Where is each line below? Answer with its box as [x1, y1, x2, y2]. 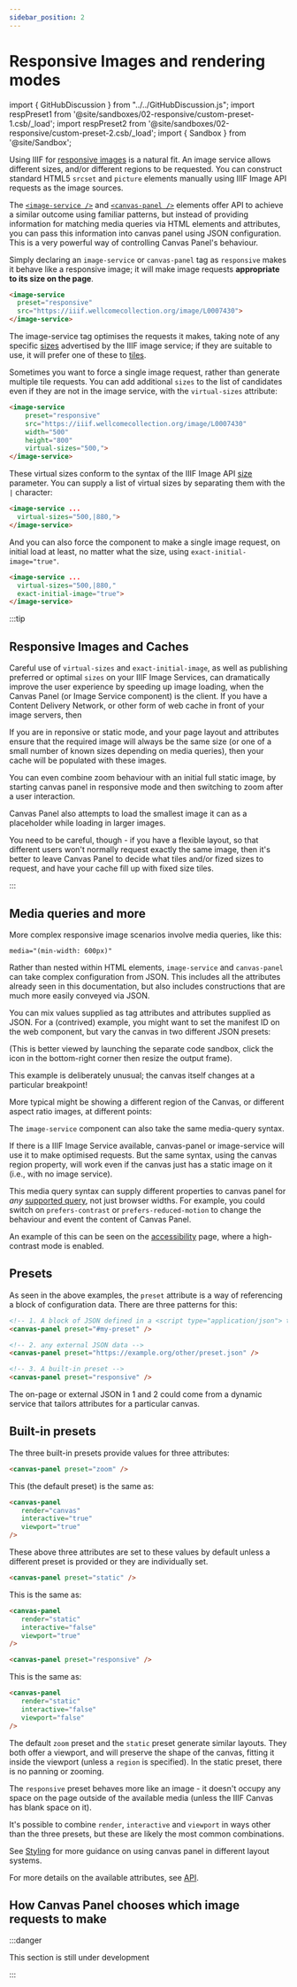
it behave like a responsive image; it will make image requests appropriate [9, 263, 280, 275]
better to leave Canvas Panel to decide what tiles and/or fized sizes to [9, 854, 263, 865]
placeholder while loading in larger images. [9, 818, 166, 828]
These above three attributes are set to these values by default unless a [9, 1547, 270, 1557]
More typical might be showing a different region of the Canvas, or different [9, 1096, 285, 1107]
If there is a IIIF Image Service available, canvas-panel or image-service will [9, 1140, 285, 1151]
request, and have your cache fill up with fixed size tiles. [9, 863, 214, 873]
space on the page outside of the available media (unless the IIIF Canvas [9, 1792, 274, 1803]
